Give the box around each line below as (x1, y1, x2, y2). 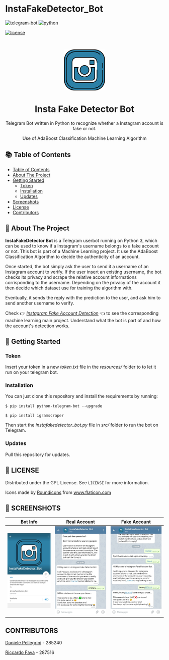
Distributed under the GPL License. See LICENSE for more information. (5, 479, 149, 485)
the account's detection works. (5, 323, 69, 329)
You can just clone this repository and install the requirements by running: (5, 393, 158, 399)
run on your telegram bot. (5, 369, 58, 375)
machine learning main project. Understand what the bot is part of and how (5, 317, 161, 323)
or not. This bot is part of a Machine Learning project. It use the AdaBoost (5, 248, 158, 254)
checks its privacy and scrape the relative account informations (5, 274, 137, 280)
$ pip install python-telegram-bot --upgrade (5, 403, 102, 409)
